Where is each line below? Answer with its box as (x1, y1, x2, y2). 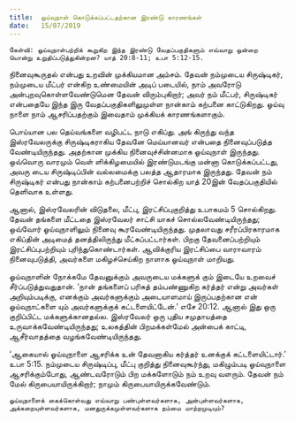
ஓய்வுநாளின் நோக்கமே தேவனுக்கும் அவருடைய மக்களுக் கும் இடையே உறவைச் (9, 271, 276, 281)
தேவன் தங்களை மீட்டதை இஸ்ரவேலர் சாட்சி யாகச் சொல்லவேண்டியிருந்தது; (9, 213, 261, 224)
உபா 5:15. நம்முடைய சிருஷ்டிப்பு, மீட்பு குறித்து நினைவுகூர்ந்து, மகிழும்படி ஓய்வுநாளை (9, 358, 286, 369)
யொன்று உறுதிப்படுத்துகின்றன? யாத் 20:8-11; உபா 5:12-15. (9, 53, 205, 62)
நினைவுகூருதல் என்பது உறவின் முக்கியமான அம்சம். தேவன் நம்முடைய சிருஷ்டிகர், (9, 68, 284, 80)
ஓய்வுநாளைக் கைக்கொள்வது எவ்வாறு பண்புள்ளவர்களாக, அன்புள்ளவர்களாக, (9, 395, 245, 405)
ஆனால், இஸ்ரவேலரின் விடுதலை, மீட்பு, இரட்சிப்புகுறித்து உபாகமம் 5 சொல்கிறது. (9, 203, 276, 214)
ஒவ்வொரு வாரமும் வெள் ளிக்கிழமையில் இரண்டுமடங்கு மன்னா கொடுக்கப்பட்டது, (9, 156, 279, 166)
